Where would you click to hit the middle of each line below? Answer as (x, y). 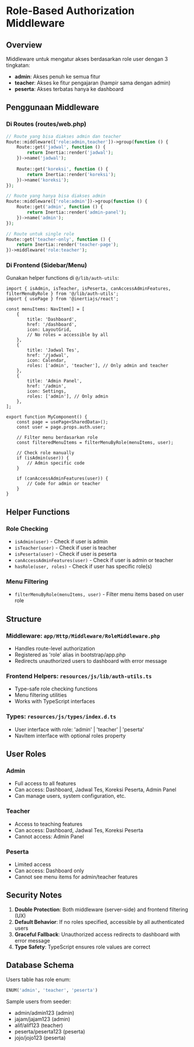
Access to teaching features (49, 824)
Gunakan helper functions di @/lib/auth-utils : (63, 278)
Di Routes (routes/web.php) (46, 124)
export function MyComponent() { (47, 417)
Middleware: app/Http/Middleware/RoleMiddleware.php (83, 636)
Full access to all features (45, 784)
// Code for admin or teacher (64, 484)
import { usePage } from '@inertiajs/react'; (62, 299)
